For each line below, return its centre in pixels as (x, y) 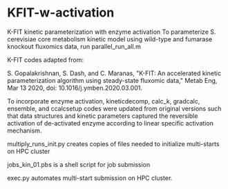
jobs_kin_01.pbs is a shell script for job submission (79, 164)
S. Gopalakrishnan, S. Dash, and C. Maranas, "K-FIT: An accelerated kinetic (114, 73)
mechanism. (25, 130)
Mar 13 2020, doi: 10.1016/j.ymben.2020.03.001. (75, 88)
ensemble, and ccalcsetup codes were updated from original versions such (114, 108)
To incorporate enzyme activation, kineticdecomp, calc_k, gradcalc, (104, 101)
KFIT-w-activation (61, 13)
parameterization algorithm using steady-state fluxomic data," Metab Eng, (112, 80)
